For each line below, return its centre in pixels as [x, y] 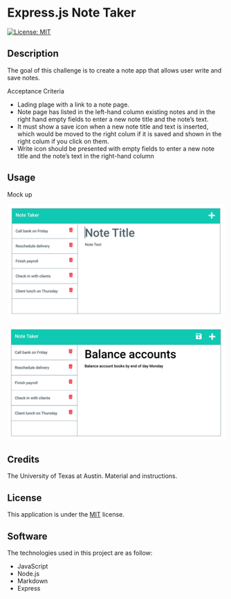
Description [33, 54]
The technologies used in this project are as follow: [80, 553]
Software [27, 536]
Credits [24, 460]
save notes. [24, 77]
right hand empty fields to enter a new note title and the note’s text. [113, 119]
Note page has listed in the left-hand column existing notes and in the [116, 111]
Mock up [20, 194]
